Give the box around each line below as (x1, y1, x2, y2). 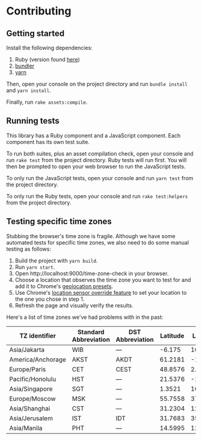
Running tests (6, 116, 60, 126)
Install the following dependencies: (6, 44, 93, 51)
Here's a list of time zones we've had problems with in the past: (6, 313, 164, 321)
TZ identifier (19, 332, 56, 340)
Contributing (6, 4, 72, 18)
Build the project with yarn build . (14, 257, 98, 264)
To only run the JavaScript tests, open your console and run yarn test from (6, 174, 194, 181)
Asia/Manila (9, 424, 43, 432)
